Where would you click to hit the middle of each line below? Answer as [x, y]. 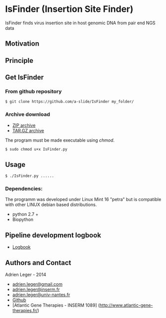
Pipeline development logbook [53, 235]
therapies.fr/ [25, 311]
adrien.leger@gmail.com [37, 284]
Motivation [22, 44]
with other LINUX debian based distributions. [51, 205]
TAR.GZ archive [28, 130]
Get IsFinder [24, 78]
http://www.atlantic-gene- [126, 305]
